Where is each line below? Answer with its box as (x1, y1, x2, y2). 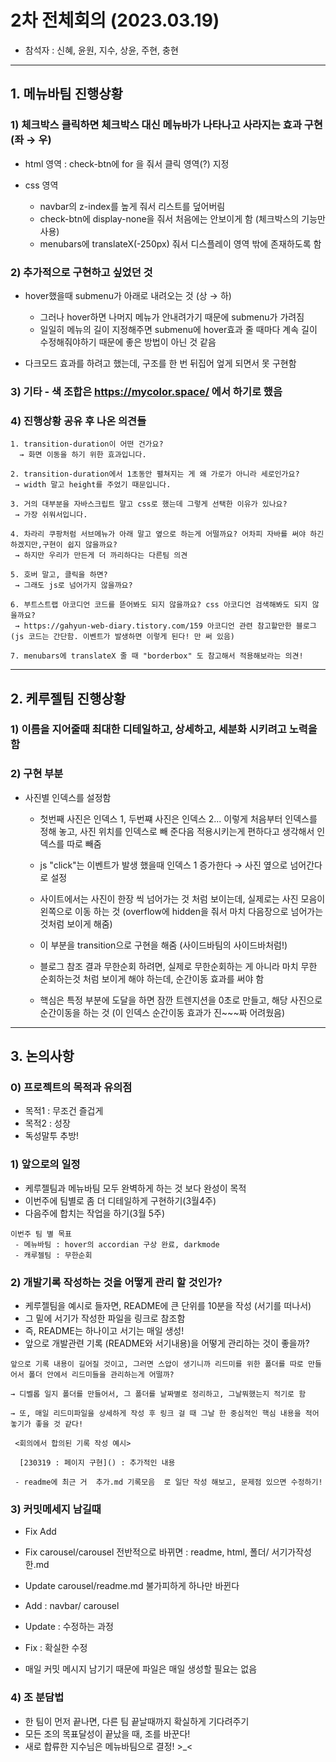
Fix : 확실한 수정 (24, 1642, 88, 1654)
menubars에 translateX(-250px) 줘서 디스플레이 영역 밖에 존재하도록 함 (39, 237, 322, 250)
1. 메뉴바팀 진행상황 (10, 86, 123, 103)
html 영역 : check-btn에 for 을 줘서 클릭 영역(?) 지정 (24, 157, 230, 170)
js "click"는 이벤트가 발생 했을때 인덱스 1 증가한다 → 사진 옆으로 (39, 859, 288, 871)
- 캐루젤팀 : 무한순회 (14, 1250, 93, 1260)
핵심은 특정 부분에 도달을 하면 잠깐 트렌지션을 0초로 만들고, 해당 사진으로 (39, 994, 323, 1006)
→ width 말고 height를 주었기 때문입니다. (14, 480, 172, 490)
